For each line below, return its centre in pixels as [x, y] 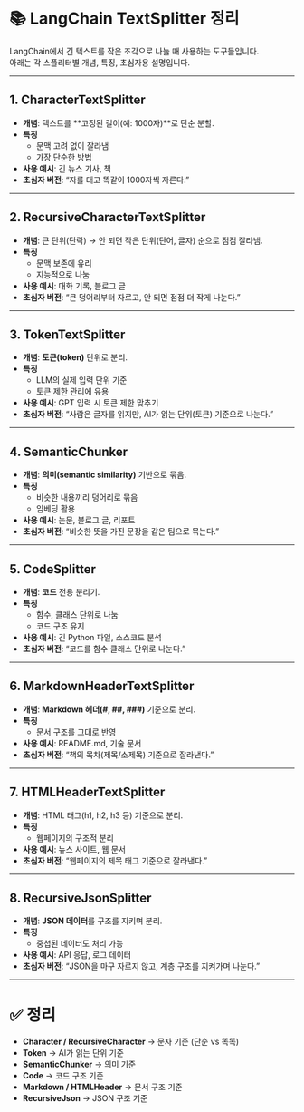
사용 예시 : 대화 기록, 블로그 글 [74, 286]
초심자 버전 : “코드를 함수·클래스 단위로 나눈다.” [104, 649]
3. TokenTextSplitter [67, 334]
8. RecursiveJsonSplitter [81, 898]
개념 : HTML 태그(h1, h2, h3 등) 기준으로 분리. [103, 815]
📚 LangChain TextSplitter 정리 [124, 19]
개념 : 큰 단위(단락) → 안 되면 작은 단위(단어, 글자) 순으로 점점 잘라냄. [142, 240]
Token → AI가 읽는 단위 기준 [73, 1053]
